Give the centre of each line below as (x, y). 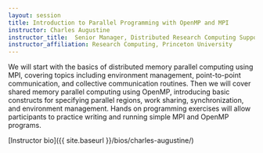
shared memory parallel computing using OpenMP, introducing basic (119, 92)
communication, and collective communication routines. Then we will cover (130, 84)
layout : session (34, 15)
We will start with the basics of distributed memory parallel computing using (131, 67)
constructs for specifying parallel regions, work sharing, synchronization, (126, 100)
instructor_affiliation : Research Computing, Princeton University (121, 45)
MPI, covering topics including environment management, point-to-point (124, 75)
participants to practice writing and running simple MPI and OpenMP (119, 117)
